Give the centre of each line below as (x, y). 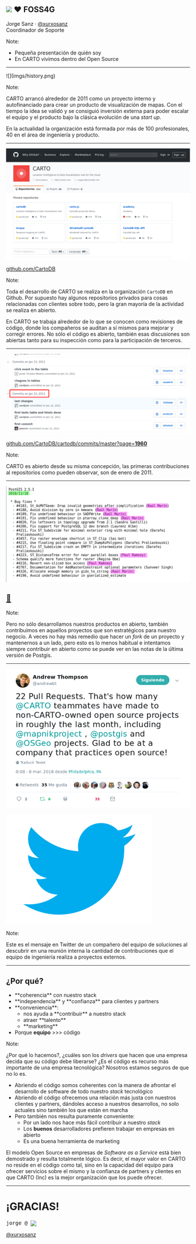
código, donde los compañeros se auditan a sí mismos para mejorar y (90, 328)
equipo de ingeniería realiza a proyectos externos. (66, 957)
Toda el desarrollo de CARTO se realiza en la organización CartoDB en (90, 292)
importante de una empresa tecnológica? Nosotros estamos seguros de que (97, 1068)
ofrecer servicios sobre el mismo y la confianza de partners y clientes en (94, 1171)
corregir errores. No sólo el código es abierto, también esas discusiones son (98, 334)
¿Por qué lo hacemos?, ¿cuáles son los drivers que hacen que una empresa (97, 1055)
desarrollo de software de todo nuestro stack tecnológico (84, 1092)
